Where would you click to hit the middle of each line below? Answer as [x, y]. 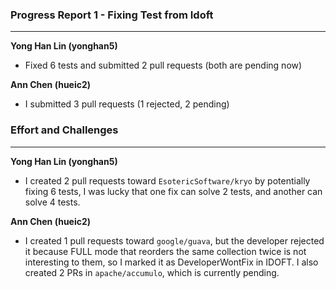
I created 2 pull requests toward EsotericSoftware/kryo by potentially [167, 180]
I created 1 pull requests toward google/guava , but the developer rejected [174, 240]
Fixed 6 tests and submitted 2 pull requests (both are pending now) [163, 65]
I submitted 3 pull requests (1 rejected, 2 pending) [127, 104]
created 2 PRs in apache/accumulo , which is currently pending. [152, 272]
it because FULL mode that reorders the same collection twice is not [165, 251]
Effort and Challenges [64, 130]
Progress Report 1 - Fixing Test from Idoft [112, 15]
